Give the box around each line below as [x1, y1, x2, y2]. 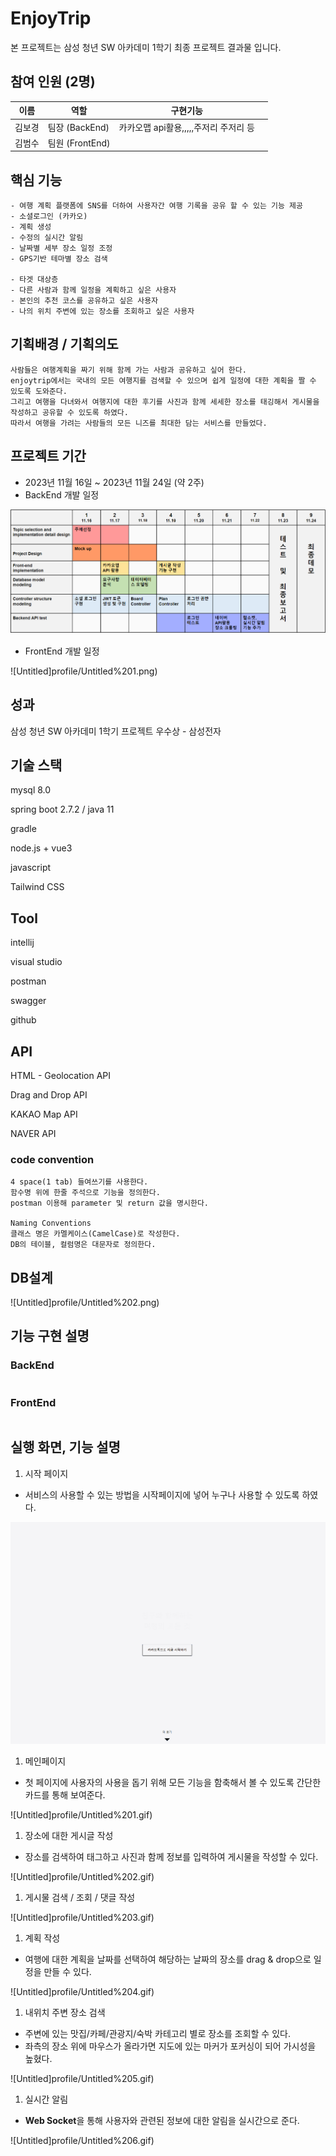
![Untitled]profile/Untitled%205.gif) [10, 2072, 155, 2084]
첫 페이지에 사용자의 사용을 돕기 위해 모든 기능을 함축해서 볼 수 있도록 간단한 [24, 1776, 322, 1788]
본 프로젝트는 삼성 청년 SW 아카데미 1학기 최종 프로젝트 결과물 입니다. [10, 41, 282, 53]
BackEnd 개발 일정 [24, 488, 100, 501]
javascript [10, 862, 52, 874]
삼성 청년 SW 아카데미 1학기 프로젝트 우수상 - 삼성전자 [10, 725, 222, 737]
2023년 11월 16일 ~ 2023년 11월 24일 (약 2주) [24, 476, 205, 488]
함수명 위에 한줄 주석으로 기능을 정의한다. [10, 1188, 161, 1198]
